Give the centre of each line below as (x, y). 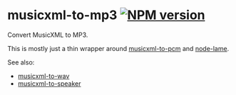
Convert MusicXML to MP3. (48, 35)
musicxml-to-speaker (49, 83)
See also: (21, 62)
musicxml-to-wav (43, 76)
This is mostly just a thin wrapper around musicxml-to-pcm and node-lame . (118, 48)
